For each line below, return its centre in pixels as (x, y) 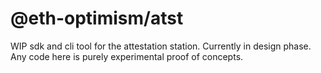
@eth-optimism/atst (97, 18)
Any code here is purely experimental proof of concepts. (127, 56)
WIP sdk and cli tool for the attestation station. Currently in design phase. (161, 46)
